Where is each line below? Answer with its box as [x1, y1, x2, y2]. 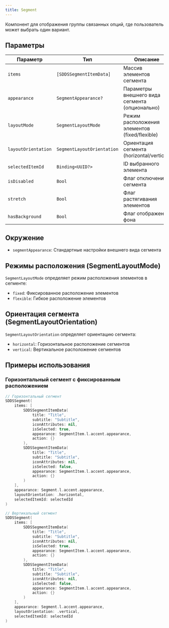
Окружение [5, 233, 44, 242]
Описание [134, 56, 160, 63]
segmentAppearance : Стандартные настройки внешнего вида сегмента [12, 247, 161, 253]
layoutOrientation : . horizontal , [14, 492, 84, 497]
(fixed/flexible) [123, 132, 158, 139]
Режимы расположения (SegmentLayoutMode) [5, 262, 161, 270]
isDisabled [8, 178, 34, 184]
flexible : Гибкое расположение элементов [12, 295, 106, 301]
